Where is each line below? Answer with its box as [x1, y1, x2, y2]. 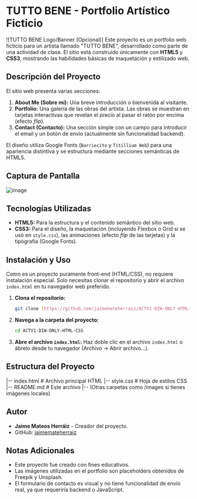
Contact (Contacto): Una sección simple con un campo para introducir [14, 123, 187, 130]
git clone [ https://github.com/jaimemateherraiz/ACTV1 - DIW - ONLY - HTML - [14, 306, 192, 312]
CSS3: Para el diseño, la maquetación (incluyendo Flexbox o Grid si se [14, 225, 186, 233]
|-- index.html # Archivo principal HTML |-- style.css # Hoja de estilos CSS [6, 377, 187, 384]
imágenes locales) [6, 390, 51, 397]
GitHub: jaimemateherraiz [14, 428, 77, 436]
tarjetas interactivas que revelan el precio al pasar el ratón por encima [14, 111, 184, 118]
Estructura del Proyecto [6, 361, 95, 371]
